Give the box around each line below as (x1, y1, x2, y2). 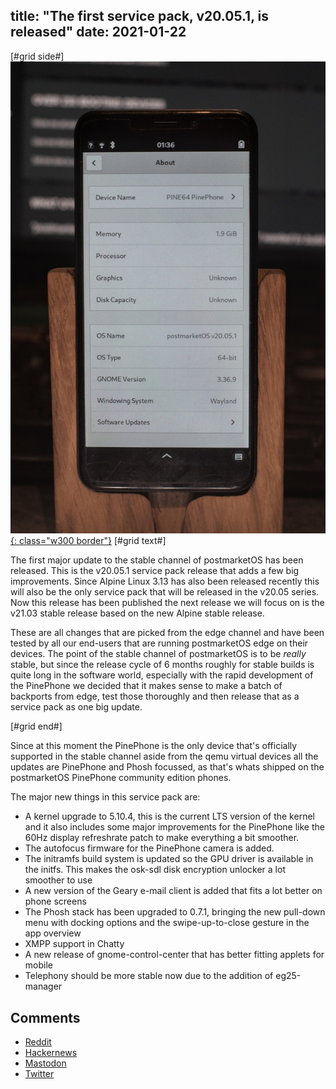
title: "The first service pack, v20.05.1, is (10, 8, 269, 25)
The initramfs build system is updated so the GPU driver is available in (24, 853, 314, 865)
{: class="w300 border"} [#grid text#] (10, 535, 167, 547)
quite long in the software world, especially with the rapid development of (10, 669, 314, 681)
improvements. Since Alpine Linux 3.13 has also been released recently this (10, 575, 320, 588)
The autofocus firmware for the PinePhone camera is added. (24, 842, 275, 854)
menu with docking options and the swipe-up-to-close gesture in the (24, 917, 310, 929)
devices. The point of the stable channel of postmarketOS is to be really (10, 648, 307, 660)
